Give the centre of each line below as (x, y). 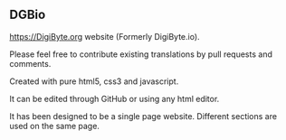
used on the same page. (54, 126)
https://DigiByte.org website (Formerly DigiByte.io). (105, 36)
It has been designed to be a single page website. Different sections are (143, 116)
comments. (30, 63)
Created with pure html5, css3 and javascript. (94, 81)
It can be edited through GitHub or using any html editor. (114, 98)
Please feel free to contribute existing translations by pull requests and (141, 54)
